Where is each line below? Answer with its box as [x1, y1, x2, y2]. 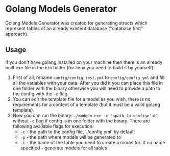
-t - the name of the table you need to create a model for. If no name [20, 139, 165, 145]
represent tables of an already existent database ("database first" [5, 25, 143, 31]
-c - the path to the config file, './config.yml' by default [20, 128, 135, 135]
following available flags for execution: [12, 123, 94, 129]
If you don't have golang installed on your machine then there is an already [5, 59, 163, 65]
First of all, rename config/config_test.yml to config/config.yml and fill [12, 74, 165, 81]
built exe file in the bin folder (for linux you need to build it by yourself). [5, 64, 155, 70]
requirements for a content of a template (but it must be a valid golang [12, 101, 161, 108]
